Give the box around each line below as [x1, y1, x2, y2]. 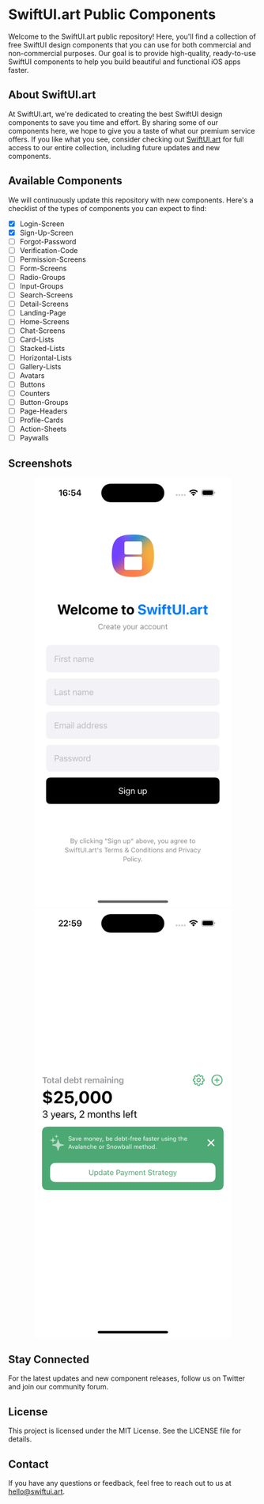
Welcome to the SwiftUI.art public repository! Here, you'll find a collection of [8, 32, 257, 41]
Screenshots [8, 456, 73, 470]
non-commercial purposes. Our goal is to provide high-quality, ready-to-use [8, 48, 257, 58]
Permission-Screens [19, 255, 87, 264]
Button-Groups [19, 397, 69, 406]
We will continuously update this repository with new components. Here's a [8, 195, 255, 205]
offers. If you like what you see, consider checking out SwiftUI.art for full [8, 134, 244, 144]
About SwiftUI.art [8, 89, 96, 102]
